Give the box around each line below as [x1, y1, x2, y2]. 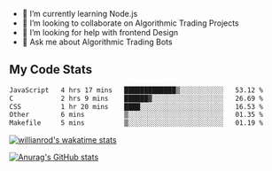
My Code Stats [9, 62, 93, 77]
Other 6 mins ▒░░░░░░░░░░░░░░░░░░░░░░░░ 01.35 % [9, 111, 264, 120]
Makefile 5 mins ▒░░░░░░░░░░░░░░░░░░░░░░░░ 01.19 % [9, 119, 264, 128]
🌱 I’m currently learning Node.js [21, 9, 138, 19]
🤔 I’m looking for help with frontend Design [21, 27, 179, 37]
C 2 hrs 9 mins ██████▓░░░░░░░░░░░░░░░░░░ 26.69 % [9, 94, 264, 103]
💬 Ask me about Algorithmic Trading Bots [21, 36, 173, 47]
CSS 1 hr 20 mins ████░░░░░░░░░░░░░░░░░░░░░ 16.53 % [9, 102, 264, 111]
